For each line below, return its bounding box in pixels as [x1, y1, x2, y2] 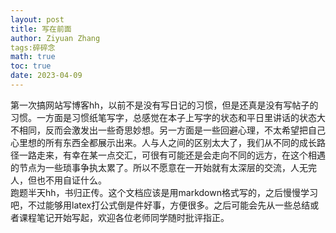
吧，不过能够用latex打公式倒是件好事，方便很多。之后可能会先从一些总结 [10, 199, 311, 211]
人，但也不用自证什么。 [10, 174, 107, 186]
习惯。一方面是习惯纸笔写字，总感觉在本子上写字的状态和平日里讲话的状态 [10, 111, 317, 123]
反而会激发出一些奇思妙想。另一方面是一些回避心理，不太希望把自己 [44, 124, 326, 136]
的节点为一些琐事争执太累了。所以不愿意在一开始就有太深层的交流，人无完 [10, 161, 317, 173]
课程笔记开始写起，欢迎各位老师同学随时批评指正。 [18, 211, 230, 223]
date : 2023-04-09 [10, 71, 83, 81]
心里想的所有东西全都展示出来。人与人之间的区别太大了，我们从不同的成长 [10, 136, 317, 148]
